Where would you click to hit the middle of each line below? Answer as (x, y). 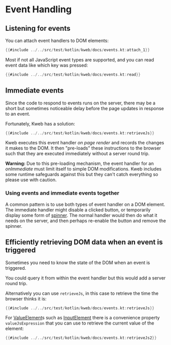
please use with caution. (31, 180)
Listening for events (38, 28)
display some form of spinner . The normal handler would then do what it (81, 215)
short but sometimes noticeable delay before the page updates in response (85, 108)
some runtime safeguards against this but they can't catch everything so (82, 175)
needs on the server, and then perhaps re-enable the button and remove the (86, 221)
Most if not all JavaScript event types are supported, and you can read (80, 59)
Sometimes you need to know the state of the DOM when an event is (78, 263)
